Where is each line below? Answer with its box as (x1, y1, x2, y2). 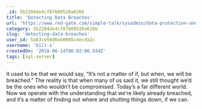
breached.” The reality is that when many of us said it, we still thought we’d (6, 76, 192, 84)
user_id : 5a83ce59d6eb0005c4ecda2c (6, 37, 96, 43)
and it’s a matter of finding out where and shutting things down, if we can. (6, 96, 189, 103)
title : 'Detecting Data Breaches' (6, 14, 93, 20)
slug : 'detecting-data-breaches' (6, 31, 90, 37)
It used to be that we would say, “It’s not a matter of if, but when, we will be (6, 70, 192, 77)
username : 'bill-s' (6, 43, 55, 49)
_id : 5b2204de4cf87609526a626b (6, 8, 85, 15)
